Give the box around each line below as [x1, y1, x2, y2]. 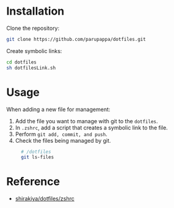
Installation [6, 4, 65, 18]
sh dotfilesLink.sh [6, 65, 56, 71]
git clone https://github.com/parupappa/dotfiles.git [6, 36, 147, 42]
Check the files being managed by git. [15, 137, 111, 144]
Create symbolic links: [6, 47, 62, 54]
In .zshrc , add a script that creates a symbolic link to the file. [15, 124, 168, 131]
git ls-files [21, 154, 54, 160]
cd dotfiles [6, 59, 37, 65]
